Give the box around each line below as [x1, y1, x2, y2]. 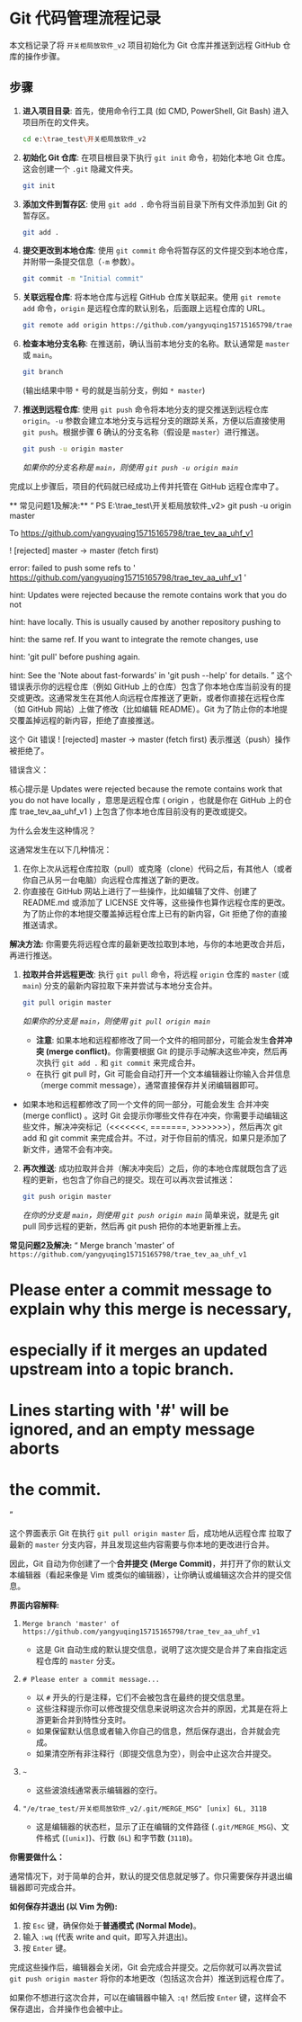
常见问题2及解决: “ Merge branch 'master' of [9, 1239, 175, 1250]
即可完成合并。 [24, 1882, 81, 1893]
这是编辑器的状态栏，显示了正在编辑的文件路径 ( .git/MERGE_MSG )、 [35, 1821, 281, 1832]
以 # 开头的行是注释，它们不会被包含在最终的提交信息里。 [35, 1692, 250, 1703]
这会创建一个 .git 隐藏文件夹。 [22, 163, 138, 174]
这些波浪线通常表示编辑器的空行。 [35, 1785, 163, 1795]
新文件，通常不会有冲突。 [22, 1143, 118, 1154]
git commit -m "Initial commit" [22, 274, 144, 283]
